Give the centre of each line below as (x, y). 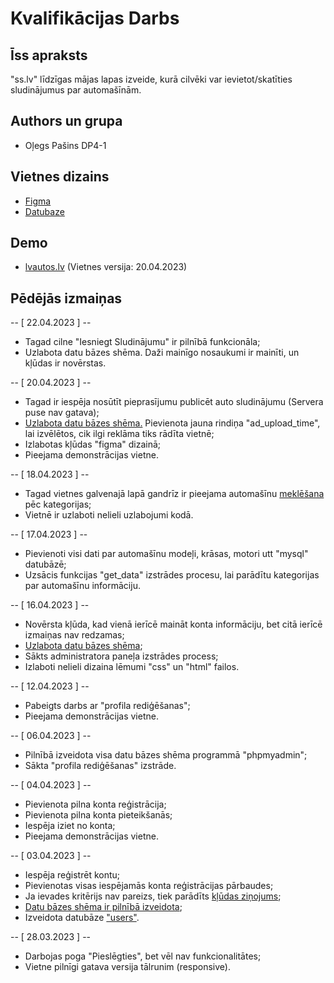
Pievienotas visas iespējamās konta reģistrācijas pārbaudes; (149, 886)
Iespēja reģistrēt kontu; (72, 875)
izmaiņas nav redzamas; (74, 635)
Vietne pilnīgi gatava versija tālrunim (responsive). (128, 967)
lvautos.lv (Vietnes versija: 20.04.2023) (106, 267)
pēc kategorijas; (58, 504)
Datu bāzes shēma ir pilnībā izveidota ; (103, 907)
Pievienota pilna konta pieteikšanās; (98, 815)
